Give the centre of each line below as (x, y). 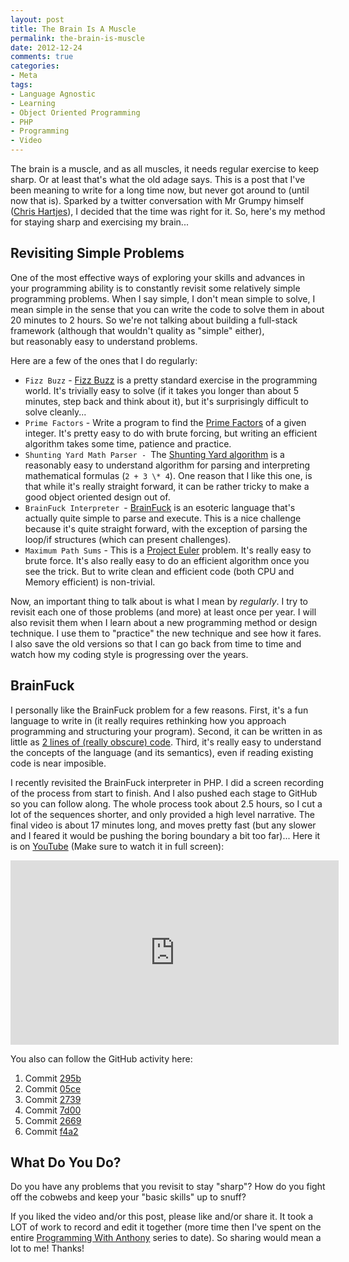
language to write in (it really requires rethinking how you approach (148, 720)
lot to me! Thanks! (47, 1248)
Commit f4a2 (51, 1131)
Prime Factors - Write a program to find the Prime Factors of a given (165, 422)
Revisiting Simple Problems (97, 253)
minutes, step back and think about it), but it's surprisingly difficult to (166, 401)
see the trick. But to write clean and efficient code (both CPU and (159, 571)
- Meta (24, 76)
